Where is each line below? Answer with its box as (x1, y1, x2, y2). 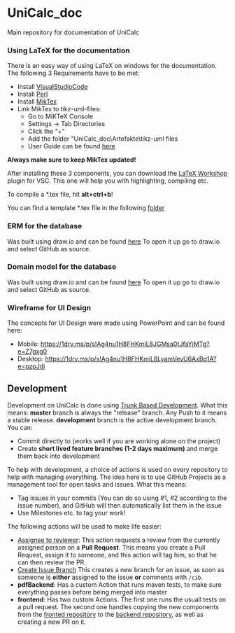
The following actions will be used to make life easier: (7, 522, 162, 530)
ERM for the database (7, 221, 83, 231)
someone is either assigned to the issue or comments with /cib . (17, 573, 204, 581)
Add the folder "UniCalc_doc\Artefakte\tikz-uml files (27, 134, 178, 143)
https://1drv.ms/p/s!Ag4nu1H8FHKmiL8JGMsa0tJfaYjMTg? (41, 340, 210, 348)
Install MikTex (17, 97, 57, 106)
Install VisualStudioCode (17, 83, 88, 91)
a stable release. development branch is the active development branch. (7, 415, 218, 424)
